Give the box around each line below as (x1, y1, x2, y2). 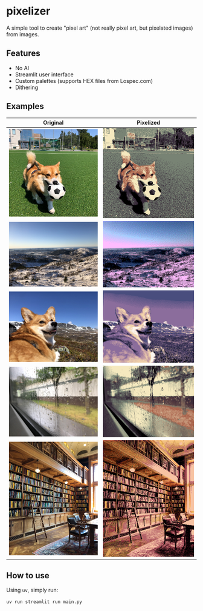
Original (43, 119, 64, 127)
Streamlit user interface (14, 71, 74, 78)
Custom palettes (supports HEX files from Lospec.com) (14, 77, 153, 84)
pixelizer (6, 4, 51, 18)
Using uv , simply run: (6, 586, 59, 594)
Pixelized (137, 119, 161, 127)
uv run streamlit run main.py (6, 599, 83, 605)
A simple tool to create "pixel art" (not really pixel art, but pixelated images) (6, 24, 193, 31)
